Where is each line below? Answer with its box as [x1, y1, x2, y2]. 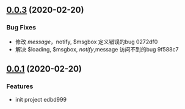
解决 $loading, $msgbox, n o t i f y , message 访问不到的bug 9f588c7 [15, 45, 179, 53]
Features [6, 82, 34, 91]
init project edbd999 [15, 96, 67, 103]
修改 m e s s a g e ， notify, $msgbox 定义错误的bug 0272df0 [15, 38, 158, 45]
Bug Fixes [6, 23, 37, 32]
